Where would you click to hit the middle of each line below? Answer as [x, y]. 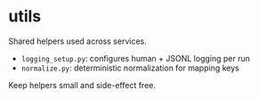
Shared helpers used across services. [78, 41]
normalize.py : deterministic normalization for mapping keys [130, 68]
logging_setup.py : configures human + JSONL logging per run [136, 58]
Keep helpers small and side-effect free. [82, 85]
